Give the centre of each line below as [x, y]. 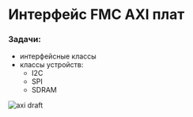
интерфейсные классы [58, 56]
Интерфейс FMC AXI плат [96, 15]
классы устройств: [51, 65]
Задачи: [25, 40]
